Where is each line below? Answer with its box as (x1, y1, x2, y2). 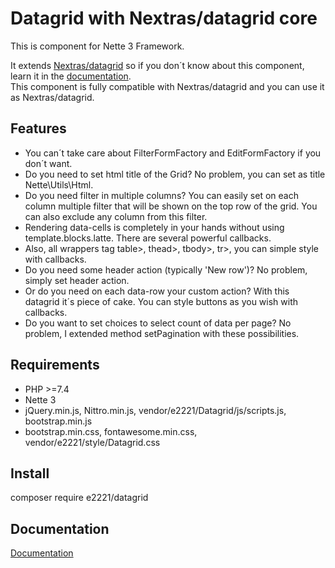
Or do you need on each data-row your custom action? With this (24, 285, 290, 297)
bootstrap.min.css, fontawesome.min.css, (24, 425, 198, 437)
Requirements (10, 357, 100, 374)
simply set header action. (24, 274, 130, 286)
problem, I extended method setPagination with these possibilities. (24, 327, 300, 339)
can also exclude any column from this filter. (24, 210, 208, 222)
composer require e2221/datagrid (10, 492, 149, 504)
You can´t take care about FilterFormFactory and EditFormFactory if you (24, 147, 322, 159)
